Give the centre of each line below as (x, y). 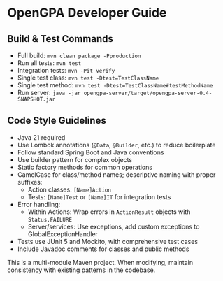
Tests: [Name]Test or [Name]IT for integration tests (99, 196)
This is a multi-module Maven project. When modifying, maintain (100, 262)
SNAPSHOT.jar (36, 99)
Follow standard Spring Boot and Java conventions (91, 152)
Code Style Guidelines (57, 121)
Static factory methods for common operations (85, 167)
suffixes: (30, 182)
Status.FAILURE (50, 219)
